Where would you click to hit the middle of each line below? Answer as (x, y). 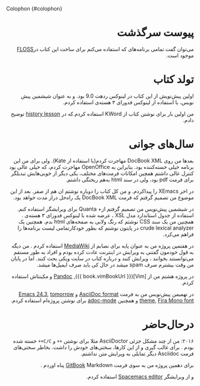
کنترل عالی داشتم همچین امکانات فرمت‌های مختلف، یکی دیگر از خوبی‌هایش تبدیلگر (102, 173)
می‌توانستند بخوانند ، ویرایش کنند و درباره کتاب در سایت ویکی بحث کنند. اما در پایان (102, 258)
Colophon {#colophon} (34, 9)
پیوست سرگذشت (155, 33)
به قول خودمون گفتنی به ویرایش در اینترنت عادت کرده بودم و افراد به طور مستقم (104, 252)
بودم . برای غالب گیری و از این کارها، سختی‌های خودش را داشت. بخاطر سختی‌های (104, 347)
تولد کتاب (174, 79)
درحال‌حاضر (168, 324)
